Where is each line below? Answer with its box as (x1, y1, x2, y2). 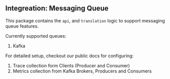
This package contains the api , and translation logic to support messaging (5, 17, 165, 23)
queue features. (5, 23, 39, 29)
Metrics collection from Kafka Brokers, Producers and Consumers (12, 68, 152, 74)
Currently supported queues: (5, 33, 67, 39)
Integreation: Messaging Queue (5, 4, 109, 13)
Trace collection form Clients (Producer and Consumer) (12, 62, 130, 68)
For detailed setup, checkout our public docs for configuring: (5, 52, 134, 59)
